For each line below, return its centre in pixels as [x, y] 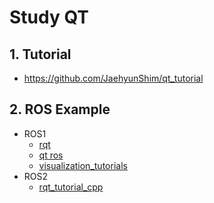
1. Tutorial [40, 54]
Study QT [49, 17]
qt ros [51, 155]
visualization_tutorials [83, 165]
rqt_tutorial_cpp [71, 187]
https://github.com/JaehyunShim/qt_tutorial [113, 78]
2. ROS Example [60, 109]
